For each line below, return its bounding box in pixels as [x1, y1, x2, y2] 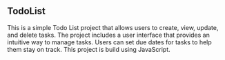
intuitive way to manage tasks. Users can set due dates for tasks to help [7, 37, 212, 46]
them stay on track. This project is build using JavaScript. [7, 45, 170, 53]
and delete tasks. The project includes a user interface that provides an [7, 31, 211, 39]
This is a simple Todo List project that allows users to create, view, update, [7, 23, 219, 31]
